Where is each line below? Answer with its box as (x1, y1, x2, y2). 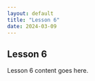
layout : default (7, 10, 54, 17)
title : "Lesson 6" (7, 16, 60, 23)
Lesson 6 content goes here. (7, 67, 89, 75)
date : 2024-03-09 (7, 23, 57, 30)
